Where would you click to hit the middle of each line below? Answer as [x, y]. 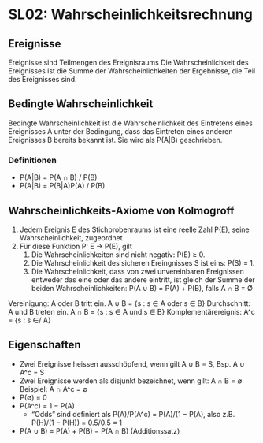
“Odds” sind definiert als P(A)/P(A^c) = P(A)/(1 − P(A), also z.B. [133, 414]
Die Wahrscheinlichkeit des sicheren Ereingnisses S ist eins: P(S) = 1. [143, 262]
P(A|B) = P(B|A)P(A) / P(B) [62, 186]
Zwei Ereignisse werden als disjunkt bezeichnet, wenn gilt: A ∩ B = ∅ [131, 381]
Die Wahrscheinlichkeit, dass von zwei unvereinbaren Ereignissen [137, 271]
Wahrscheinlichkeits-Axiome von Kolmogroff [121, 210]
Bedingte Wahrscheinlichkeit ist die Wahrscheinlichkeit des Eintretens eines [131, 123]
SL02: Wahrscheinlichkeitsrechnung [131, 15]
